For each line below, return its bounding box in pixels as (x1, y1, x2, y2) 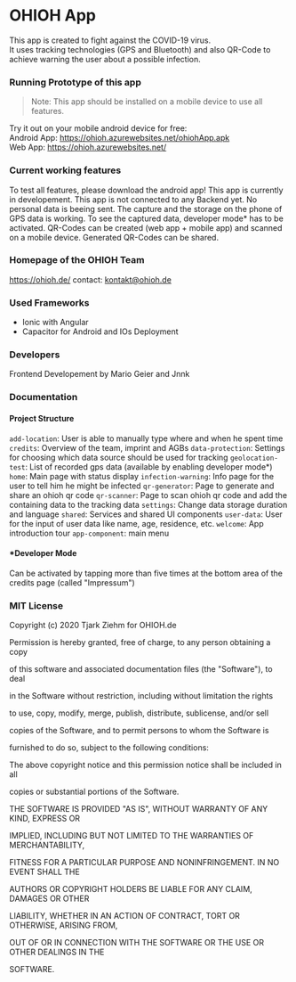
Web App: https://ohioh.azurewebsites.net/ (9, 142, 167, 152)
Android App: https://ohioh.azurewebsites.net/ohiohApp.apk (9, 133, 230, 143)
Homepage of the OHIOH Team (9, 254, 145, 266)
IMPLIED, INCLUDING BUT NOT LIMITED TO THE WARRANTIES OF (9, 831, 254, 841)
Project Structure (9, 413, 75, 423)
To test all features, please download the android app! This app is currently (9, 184, 284, 195)
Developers (9, 348, 60, 361)
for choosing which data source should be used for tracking (9, 452, 228, 462)
